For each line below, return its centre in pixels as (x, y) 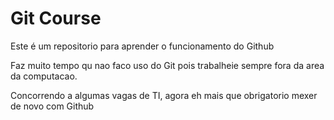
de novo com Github (52, 106)
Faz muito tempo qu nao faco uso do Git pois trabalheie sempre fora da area (167, 65)
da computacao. (44, 76)
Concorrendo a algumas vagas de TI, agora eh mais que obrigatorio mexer (164, 95)
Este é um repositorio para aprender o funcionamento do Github (142, 46)
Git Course (56, 18)
